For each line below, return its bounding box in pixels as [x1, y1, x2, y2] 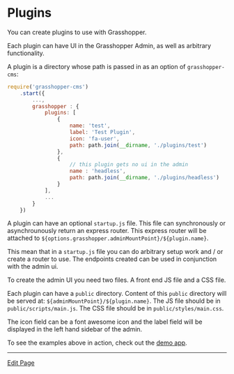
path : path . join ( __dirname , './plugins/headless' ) [69, 174, 219, 181]
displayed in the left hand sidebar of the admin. [7, 325, 143, 334]
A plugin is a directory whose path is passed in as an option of [7, 62, 186, 70]
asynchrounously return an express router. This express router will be [7, 227, 207, 235]
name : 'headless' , [69, 167, 127, 175]
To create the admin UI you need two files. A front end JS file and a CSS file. [7, 276, 226, 284]
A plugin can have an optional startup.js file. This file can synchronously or [7, 219, 226, 227]
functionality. [7, 49, 45, 57]
